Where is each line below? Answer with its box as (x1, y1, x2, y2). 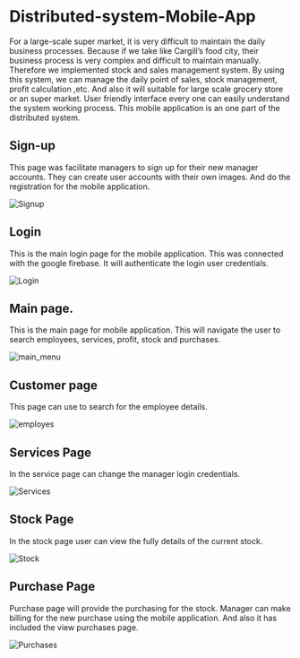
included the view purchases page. (9, 621, 139, 633)
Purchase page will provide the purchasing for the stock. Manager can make (9, 602, 291, 613)
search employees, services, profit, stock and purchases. (9, 334, 221, 345)
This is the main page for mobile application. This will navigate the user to (9, 325, 281, 335)
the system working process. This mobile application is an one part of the (9, 102, 280, 113)
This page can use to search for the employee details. (9, 402, 208, 412)
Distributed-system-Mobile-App (9, 6, 257, 27)
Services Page (9, 445, 92, 460)
